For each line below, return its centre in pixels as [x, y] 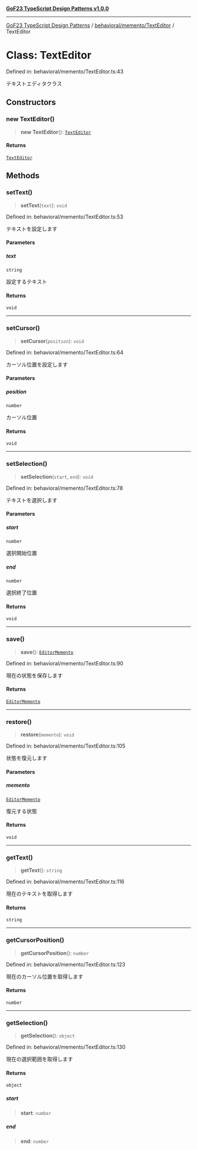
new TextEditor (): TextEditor [56, 132]
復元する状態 [21, 811]
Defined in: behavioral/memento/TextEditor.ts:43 [65, 71]
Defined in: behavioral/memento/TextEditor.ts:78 [64, 488]
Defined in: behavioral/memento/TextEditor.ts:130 [66, 1047]
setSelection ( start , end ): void [57, 476]
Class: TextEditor [49, 55]
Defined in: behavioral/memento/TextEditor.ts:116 [65, 882]
